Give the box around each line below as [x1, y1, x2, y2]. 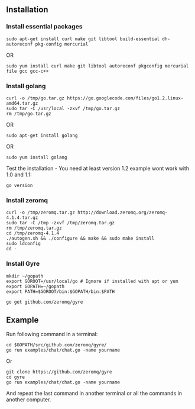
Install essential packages [6, 22, 83, 31]
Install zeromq [6, 196, 48, 204]
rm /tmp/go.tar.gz [6, 111, 51, 117]
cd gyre [6, 374, 25, 381]
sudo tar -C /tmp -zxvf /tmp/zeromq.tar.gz [6, 220, 115, 226]
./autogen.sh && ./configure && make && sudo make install [6, 236, 155, 241]
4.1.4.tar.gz [6, 215, 38, 221]
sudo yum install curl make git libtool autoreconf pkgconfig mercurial [6, 63, 189, 69]
